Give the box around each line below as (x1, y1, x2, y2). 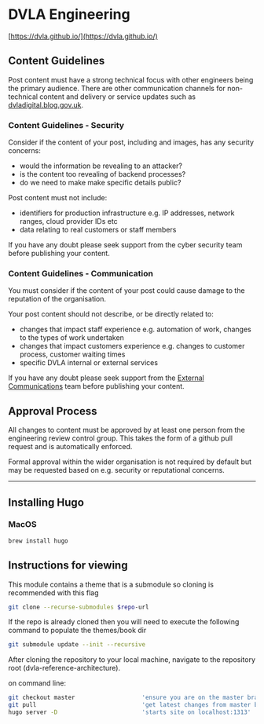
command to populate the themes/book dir (8, 626, 147, 635)
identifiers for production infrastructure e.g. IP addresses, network (19, 208, 235, 218)
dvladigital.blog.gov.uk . (8, 100, 84, 109)
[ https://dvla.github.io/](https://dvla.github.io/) (8, 31, 159, 41)
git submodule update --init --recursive (8, 641, 146, 649)
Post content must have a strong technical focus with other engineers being (8, 75, 254, 84)
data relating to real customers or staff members (19, 225, 177, 235)
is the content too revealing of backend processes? (19, 170, 186, 179)
